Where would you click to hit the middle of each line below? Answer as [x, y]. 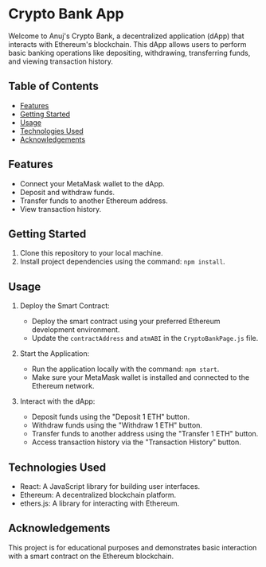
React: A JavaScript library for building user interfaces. [110, 486]
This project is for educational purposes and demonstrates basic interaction [133, 547]
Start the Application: [55, 354]
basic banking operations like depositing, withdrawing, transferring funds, [129, 53]
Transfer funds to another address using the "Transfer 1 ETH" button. [145, 434]
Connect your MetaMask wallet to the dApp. [92, 183]
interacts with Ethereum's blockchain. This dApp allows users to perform [127, 44]
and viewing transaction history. [61, 61]
